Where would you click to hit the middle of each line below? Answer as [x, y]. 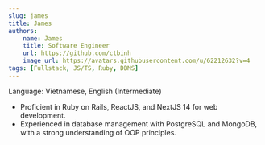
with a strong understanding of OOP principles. [98, 132]
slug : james [28, 16]
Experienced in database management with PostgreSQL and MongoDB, [139, 124]
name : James [43, 38]
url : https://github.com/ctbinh [77, 53]
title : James [30, 23]
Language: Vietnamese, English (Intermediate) [85, 91]
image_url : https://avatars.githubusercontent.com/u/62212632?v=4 [137, 61]
